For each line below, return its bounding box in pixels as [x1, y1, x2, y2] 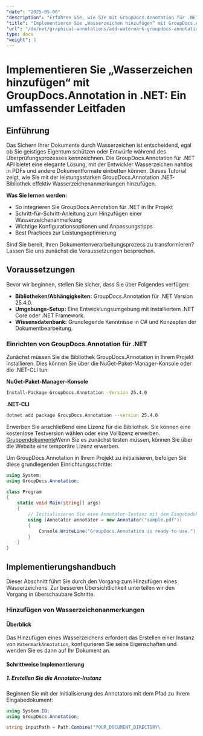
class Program [6, 489, 42, 495]
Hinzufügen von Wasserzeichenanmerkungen [6, 605, 145, 614]
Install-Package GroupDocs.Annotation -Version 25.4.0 [6, 390, 147, 396]
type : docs [6, 31, 34, 37]
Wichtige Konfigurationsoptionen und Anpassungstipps [14, 223, 153, 230]
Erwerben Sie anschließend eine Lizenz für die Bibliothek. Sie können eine [6, 423, 192, 430]
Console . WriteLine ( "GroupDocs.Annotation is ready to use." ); [38, 528, 199, 534]
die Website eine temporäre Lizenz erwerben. [6, 442, 120, 450]
